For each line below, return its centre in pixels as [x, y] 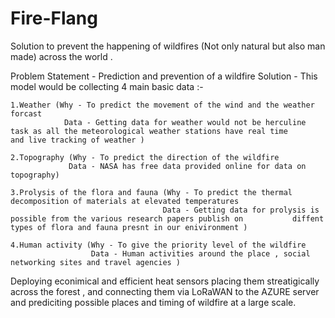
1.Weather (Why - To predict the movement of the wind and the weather [162, 105]
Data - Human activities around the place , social [200, 253]
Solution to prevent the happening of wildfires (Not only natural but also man [168, 46]
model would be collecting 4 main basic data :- [107, 86]
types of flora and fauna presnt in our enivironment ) [129, 227]
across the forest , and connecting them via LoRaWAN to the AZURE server [165, 291]
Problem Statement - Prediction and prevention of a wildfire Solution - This [164, 76]
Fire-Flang [54, 18]
